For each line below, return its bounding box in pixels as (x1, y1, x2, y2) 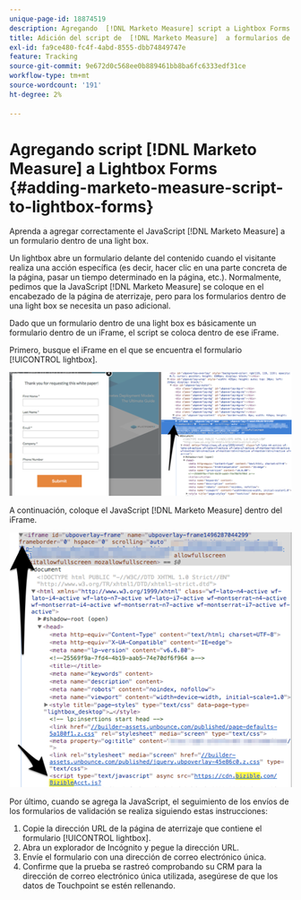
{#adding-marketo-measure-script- (9, 177, 284, 197)
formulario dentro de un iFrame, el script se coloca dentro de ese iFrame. (9, 327, 279, 338)
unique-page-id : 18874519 (9, 14, 106, 23)
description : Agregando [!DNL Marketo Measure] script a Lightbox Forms (9, 23, 291, 33)
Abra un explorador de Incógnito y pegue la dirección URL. (21, 843, 240, 853)
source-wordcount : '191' (9, 81, 102, 90)
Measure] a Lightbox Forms (9, 158, 218, 178)
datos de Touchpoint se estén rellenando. (21, 880, 176, 891)
